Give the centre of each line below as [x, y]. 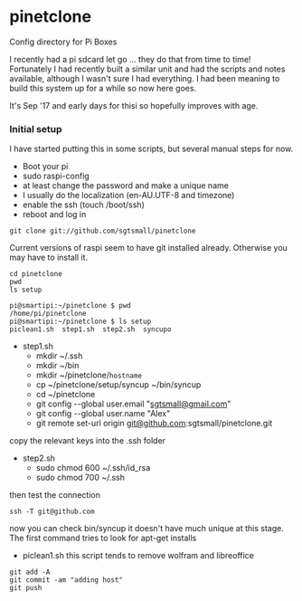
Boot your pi [45, 167]
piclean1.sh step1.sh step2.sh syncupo [90, 329]
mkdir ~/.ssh [59, 356]
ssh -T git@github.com [52, 512]
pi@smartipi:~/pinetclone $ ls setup [80, 322]
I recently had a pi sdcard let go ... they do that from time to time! [130, 59]
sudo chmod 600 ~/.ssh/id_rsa [93, 468]
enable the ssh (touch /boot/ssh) [83, 205]
